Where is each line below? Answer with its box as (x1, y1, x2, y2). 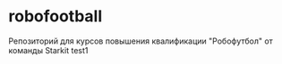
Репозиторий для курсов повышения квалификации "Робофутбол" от (8, 36, 274, 46)
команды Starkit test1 (8, 44, 89, 55)
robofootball (8, 6, 103, 27)
